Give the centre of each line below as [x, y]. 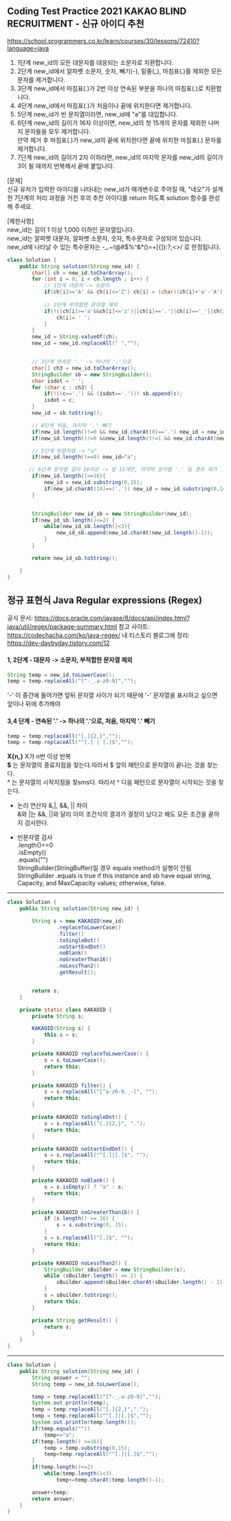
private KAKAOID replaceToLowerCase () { [90, 1054]
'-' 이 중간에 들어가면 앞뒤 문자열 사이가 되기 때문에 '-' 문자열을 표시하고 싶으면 [112, 695]
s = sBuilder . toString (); [81, 1296]
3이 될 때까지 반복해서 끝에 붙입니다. [66, 165]
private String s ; [58, 1016]
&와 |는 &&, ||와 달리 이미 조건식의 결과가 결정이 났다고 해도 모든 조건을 [112, 814]
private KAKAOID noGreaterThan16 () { [86, 1212]
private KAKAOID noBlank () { [74, 1181]
